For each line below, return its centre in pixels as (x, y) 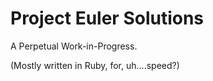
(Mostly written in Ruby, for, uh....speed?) (95, 65)
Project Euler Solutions (107, 18)
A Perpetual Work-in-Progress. (74, 46)
